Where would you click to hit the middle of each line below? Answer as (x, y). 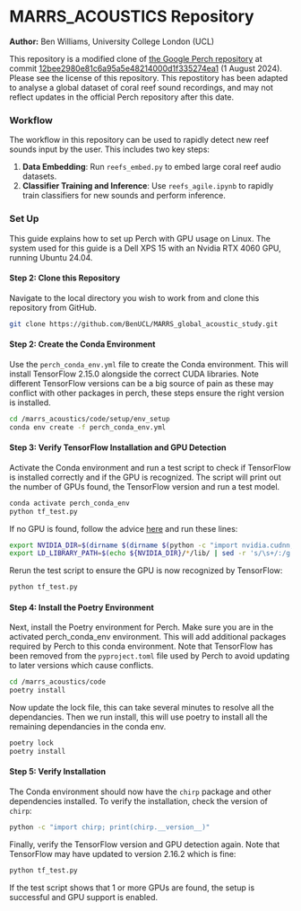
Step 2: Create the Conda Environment (82, 344)
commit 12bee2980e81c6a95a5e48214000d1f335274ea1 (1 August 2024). (146, 68)
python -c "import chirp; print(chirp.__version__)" (110, 827)
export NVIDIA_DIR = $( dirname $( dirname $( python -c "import (124, 545)
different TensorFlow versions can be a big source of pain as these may (142, 383)
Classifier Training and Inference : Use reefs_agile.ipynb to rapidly (148, 186)
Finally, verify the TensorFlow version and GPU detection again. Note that (145, 844)
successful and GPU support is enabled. (84, 897)
